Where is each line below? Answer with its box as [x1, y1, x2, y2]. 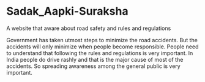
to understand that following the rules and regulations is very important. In [6, 49, 193, 56]
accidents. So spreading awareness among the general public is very [6, 62, 181, 70]
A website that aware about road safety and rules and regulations [6, 24, 171, 32]
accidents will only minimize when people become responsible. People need [6, 43, 199, 50]
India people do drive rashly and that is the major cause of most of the [6, 56, 184, 63]
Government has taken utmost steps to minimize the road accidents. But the [6, 36, 198, 43]
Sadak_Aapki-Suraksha [6, 4, 129, 18]
